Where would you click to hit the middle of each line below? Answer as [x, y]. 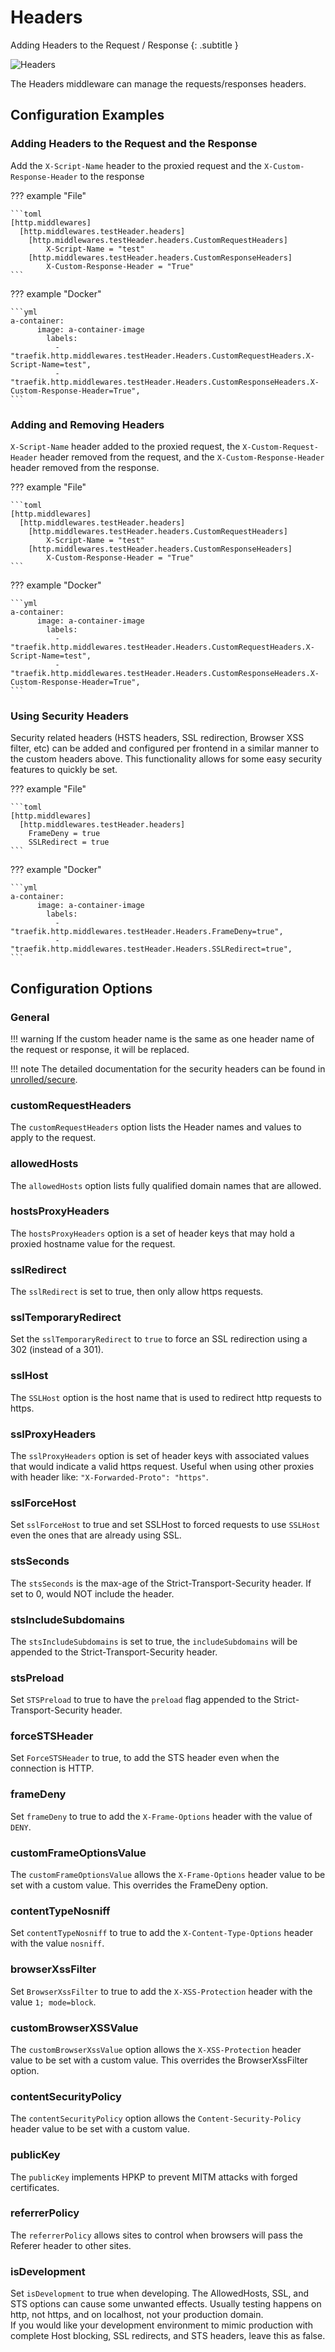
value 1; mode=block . [53, 2002]
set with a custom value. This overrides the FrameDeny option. [139, 1885]
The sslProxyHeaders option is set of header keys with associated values [160, 1455]
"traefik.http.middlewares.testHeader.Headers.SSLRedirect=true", [151, 949]
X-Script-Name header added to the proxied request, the [125, 446]
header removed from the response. [85, 467]
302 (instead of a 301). [57, 1350]
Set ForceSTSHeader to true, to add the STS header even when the [145, 1758]
